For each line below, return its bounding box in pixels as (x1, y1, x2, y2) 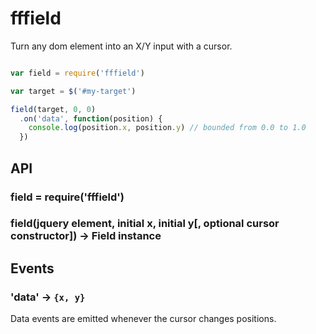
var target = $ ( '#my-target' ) (10, 86, 137, 96)
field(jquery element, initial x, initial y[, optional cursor (10, 217, 280, 231)
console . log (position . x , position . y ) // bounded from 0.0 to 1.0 (28, 123, 307, 133)
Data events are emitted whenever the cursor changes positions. (10, 313, 277, 325)
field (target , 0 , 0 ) (10, 104, 97, 114)
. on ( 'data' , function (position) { (19, 113, 163, 124)
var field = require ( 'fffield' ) (10, 68, 145, 78)
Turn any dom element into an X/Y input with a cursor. (10, 40, 233, 52)
